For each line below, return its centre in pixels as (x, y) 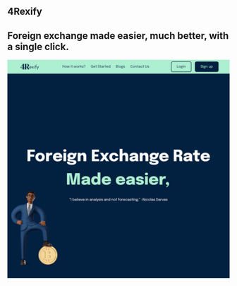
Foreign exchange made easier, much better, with (118, 36)
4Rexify (25, 12)
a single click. (38, 46)
